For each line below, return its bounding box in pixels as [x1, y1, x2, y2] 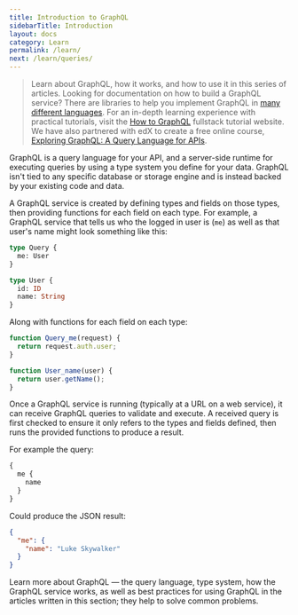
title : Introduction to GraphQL [9, 12, 129, 22]
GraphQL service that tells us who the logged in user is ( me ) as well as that [9, 217, 280, 227]
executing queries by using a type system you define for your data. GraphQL [9, 162, 289, 172]
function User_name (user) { [9, 366, 114, 375]
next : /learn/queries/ [9, 54, 93, 63]
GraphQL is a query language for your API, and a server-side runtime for [9, 153, 273, 162]
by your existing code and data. [9, 181, 125, 191]
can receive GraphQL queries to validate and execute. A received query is [9, 408, 279, 419]
